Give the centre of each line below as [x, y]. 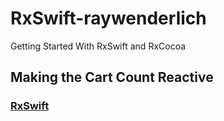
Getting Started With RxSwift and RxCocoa [98, 46]
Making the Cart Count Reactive [112, 77]
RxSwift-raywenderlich [108, 18]
